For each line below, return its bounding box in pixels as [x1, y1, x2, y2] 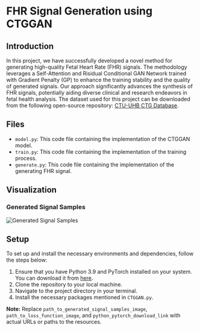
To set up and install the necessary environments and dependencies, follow [6, 250, 194, 257]
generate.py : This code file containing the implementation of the [14, 161, 175, 168]
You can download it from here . [14, 274, 93, 282]
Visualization [6, 185, 57, 195]
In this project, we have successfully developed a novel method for [6, 57, 173, 64]
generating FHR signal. [14, 167, 72, 174]
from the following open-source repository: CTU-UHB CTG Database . [6, 102, 179, 109]
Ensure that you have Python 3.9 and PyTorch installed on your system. [14, 268, 192, 276]
